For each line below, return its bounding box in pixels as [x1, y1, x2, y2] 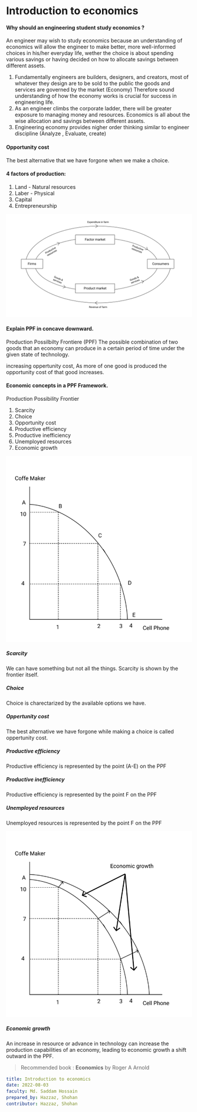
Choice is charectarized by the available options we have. [6, 699, 146, 707]
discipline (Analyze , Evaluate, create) [14, 130, 107, 137]
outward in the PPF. [6, 1052, 54, 1059]
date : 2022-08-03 [6, 1082, 49, 1088]
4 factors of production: [6, 170, 66, 178]
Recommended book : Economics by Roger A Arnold [20, 1064, 150, 1071]
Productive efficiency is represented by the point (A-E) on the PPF [6, 763, 167, 770]
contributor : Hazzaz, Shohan [6, 1101, 78, 1107]
